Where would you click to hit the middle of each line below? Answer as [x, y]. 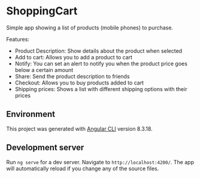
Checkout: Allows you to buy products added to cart [79, 83]
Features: [18, 39]
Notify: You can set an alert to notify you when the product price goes [101, 64]
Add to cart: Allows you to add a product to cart [74, 57]
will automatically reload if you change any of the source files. [83, 168]
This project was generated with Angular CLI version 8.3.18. [79, 129]
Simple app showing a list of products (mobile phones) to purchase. [90, 28]
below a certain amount [44, 70]
